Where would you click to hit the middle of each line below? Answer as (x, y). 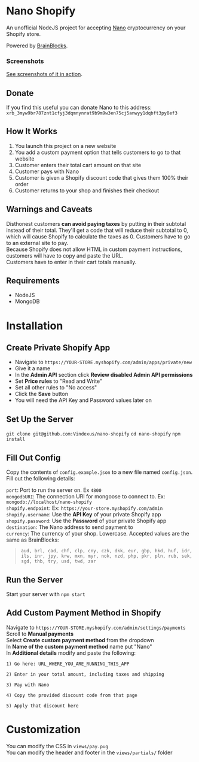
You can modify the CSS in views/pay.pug (57, 746)
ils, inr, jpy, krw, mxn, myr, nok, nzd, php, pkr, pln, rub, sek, (106, 556)
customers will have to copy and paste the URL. (65, 255)
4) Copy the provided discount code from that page (72, 695)
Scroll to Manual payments (40, 634)
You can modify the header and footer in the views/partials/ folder (89, 752)
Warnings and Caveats (49, 209)
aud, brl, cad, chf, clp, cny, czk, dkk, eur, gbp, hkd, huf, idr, (106, 551)
